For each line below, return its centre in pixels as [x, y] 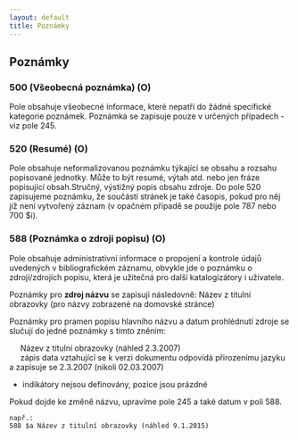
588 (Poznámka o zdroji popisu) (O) [88, 239]
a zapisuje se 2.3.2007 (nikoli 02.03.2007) [87, 367]
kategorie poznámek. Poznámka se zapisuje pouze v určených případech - [147, 116]
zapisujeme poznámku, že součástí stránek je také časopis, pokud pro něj [145, 196]
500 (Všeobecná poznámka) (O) [80, 87]
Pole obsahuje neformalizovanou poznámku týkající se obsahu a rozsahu [143, 168]
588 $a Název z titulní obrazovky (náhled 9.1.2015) [109, 426]
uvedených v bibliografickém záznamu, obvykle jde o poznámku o [131, 268]
